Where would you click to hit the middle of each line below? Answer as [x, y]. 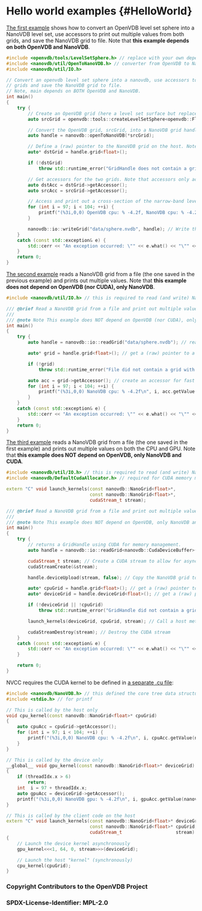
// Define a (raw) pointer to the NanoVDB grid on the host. [106, 147]
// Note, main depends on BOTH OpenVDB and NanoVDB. [74, 91]
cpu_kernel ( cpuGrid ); [44, 866]
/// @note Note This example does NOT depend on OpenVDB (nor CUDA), [95, 320]
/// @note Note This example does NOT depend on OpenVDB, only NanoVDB [98, 522]
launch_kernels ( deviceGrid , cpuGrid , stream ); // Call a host [107, 621]
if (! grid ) [41, 364]
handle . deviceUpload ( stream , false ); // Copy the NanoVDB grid [109, 578]
